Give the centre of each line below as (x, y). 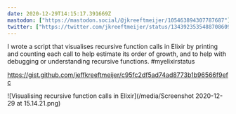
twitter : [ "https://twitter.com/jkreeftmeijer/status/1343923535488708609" (120, 27)
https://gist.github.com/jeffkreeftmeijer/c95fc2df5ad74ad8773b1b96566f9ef (118, 75)
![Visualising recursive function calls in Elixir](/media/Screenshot (101, 96)
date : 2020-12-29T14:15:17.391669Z (59, 14)
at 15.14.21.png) (39, 104)
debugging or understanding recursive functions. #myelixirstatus (101, 62)
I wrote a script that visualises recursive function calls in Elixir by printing (113, 47)
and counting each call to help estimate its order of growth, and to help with (117, 54)
